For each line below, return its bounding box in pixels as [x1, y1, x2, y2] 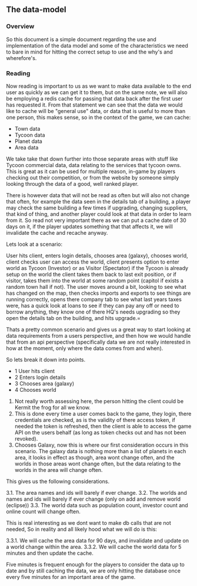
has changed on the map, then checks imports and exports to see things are [6, 289, 191, 297]
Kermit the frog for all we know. [14, 404, 91, 411]
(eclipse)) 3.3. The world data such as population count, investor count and [6, 501, 188, 508]
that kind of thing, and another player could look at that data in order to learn [6, 210, 192, 217]
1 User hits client [14, 367, 55, 374]
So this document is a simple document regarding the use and [6, 35, 157, 43]
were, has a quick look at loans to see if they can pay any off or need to [6, 302, 179, 309]
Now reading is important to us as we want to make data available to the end [6, 82, 192, 89]
